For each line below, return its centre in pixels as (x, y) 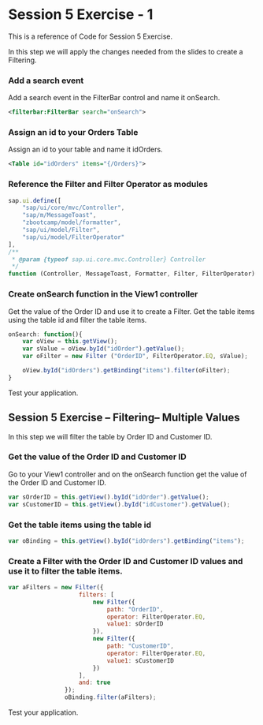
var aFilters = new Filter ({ (56, 588)
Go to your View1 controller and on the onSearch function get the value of (128, 474)
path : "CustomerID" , (141, 646)
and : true (94, 683)
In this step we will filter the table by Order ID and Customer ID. (110, 436)
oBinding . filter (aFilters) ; (110, 697)
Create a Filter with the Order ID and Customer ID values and (126, 561)
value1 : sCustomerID (141, 660)
